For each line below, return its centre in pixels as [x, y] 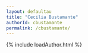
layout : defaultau [29, 11]
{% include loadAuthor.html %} [44, 45]
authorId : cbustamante [34, 22]
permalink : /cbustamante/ [38, 28]
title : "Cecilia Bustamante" [42, 17]
